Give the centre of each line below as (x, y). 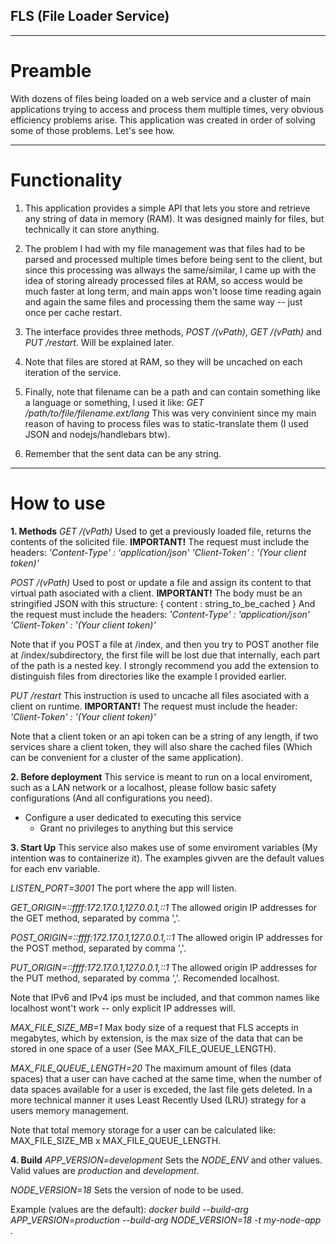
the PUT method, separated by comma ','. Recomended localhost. (145, 978)
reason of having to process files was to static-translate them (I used (166, 423)
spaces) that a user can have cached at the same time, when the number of (166, 1078)
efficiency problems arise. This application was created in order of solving (163, 120)
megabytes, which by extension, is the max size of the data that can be (157, 1038)
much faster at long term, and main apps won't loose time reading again (173, 291)
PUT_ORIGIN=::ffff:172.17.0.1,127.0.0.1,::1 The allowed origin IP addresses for (164, 967)
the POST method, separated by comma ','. (98, 948)
